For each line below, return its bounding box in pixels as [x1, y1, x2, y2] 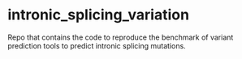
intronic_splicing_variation [7, 6, 190, 24]
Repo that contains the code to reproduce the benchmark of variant [7, 32, 234, 42]
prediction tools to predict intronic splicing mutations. [7, 40, 186, 50]
